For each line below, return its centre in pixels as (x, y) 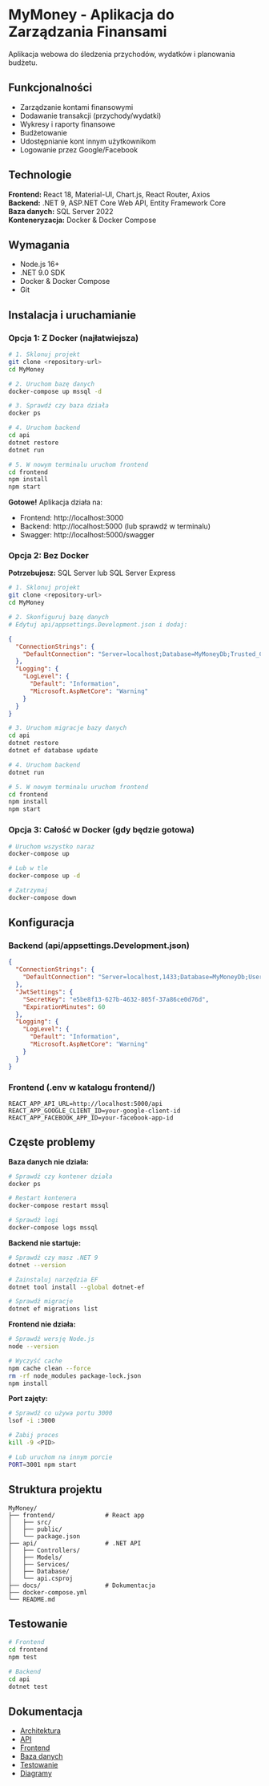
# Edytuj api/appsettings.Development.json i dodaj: (98, 624)
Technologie (40, 175)
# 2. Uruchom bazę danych (51, 384)
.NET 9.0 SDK (42, 273)
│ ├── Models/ (35, 1557)
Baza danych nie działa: (49, 1161)
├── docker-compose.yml (48, 1592)
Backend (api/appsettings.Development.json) (99, 946)
